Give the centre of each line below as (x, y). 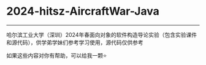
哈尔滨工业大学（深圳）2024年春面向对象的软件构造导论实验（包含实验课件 (102, 34)
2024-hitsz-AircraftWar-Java (83, 11)
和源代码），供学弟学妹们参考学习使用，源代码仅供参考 (75, 42)
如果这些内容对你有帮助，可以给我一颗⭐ (57, 55)
